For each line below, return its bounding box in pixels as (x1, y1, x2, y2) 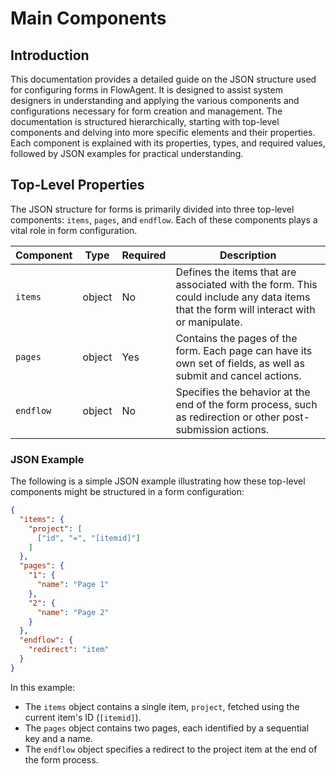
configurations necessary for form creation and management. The (10, 105, 283, 117)
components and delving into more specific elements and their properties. (10, 127, 316, 138)
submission (175, 422, 230, 436)
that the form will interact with (175, 302, 316, 316)
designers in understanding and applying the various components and (10, 95, 300, 106)
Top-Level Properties (10, 177, 145, 194)
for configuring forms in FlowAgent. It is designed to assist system (10, 84, 283, 96)
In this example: (10, 681, 76, 693)
